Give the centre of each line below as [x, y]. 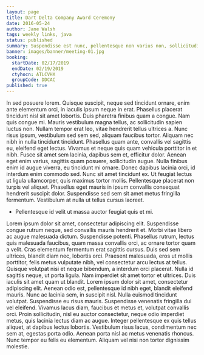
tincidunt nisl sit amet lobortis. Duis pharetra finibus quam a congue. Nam [98, 116]
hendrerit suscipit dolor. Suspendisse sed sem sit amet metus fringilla [93, 193]
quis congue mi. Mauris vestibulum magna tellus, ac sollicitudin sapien [94, 122]
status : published [29, 40]
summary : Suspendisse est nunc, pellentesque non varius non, [87, 46]
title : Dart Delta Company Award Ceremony [61, 18]
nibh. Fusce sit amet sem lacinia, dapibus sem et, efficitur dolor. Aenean [96, 155]
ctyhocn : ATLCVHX [34, 74]
